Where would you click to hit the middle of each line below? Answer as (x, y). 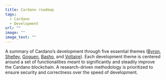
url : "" (13, 28)
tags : (11, 14)
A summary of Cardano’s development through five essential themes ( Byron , (83, 51)
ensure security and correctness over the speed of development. (72, 72)
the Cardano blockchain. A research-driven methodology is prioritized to (79, 67)
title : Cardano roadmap (30, 10)
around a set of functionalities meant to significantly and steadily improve (80, 62)
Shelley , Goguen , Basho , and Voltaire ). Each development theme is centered (83, 56)
